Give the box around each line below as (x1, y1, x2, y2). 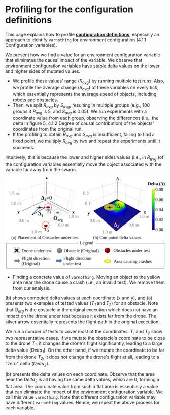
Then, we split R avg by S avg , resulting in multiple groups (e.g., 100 (12, 102, 150, 109)
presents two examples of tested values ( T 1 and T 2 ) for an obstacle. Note (5, 300, 158, 307)
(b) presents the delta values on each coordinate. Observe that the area (5, 371, 155, 377)
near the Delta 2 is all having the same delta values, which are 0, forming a (5, 377, 160, 384)
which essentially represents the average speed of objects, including (12, 91, 157, 97)
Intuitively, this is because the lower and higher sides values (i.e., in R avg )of (5, 154, 164, 162)
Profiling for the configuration (5, 4, 133, 15)
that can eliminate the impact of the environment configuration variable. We (5, 389, 163, 395)
